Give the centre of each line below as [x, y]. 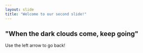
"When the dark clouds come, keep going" [72, 34]
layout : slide [20, 9]
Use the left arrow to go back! [35, 45]
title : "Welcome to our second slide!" [46, 14]
